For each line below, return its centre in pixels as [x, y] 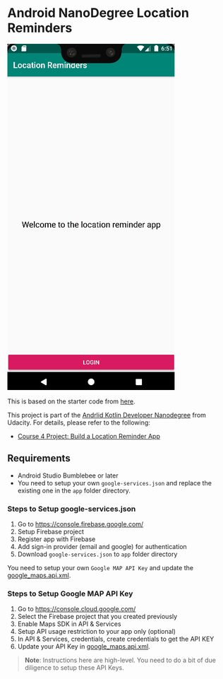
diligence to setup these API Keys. [74, 668]
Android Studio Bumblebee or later [68, 476]
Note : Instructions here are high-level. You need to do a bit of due [120, 660]
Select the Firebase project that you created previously [97, 617]
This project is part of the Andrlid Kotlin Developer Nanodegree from [107, 415]
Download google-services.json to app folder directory [97, 554]
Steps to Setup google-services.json [72, 509]
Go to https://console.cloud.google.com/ [77, 609]
